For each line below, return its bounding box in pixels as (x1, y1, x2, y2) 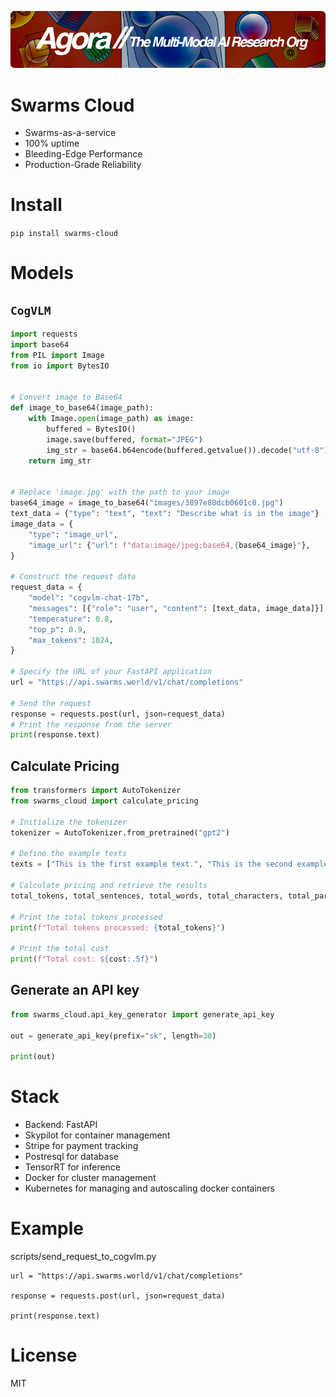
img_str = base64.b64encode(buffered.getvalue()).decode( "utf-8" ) (46, 445, 329, 455)
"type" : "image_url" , (28, 529, 118, 540)
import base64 (10, 340, 70, 350)
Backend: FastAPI (24, 1119, 98, 1131)
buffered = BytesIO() (46, 424, 137, 435)
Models (10, 262, 74, 285)
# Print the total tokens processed (10, 912, 163, 922)
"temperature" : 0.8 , (28, 614, 114, 624)
